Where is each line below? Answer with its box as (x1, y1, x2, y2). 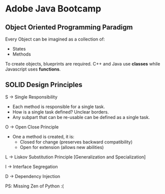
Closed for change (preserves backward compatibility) (19, 138, 133, 145)
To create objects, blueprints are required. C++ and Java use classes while (5, 61, 160, 66)
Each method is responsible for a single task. (12, 103, 105, 109)
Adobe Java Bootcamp (5, 3, 101, 14)
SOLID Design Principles (5, 80, 82, 89)
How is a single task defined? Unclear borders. (12, 108, 109, 115)
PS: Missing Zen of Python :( (5, 183, 64, 189)
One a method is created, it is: (12, 133, 74, 139)
